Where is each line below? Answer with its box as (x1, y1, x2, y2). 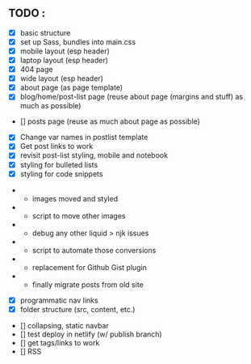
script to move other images (31, 210, 126, 221)
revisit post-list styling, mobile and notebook (19, 150, 168, 160)
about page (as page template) (19, 83, 123, 92)
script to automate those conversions (31, 245, 157, 255)
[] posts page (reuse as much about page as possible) (19, 116, 200, 126)
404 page (19, 65, 53, 74)
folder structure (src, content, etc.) (19, 304, 136, 314)
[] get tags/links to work (19, 337, 100, 347)
